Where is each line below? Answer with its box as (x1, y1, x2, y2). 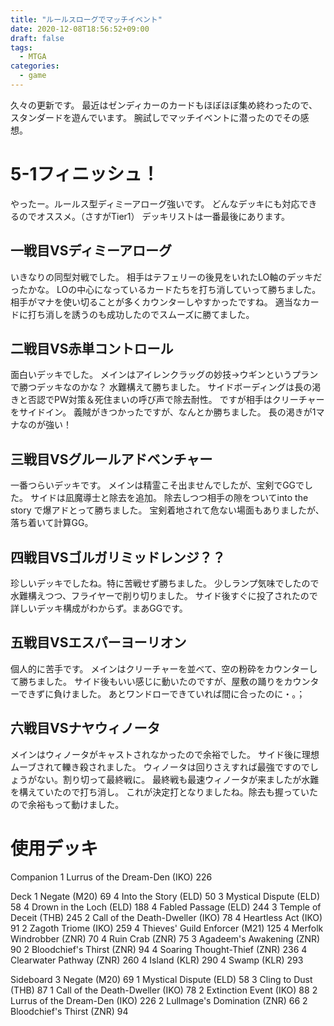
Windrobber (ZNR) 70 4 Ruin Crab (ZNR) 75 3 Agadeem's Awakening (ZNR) (10, 932, 321, 945)
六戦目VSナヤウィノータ (10, 720, 161, 737)
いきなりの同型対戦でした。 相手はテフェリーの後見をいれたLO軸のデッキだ (10, 271, 323, 283)
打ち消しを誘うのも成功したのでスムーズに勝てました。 (27, 308, 255, 320)
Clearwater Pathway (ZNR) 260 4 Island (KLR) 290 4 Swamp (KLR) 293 (10, 954, 304, 966)
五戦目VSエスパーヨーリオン (10, 634, 187, 651)
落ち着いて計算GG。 (10, 517, 94, 529)
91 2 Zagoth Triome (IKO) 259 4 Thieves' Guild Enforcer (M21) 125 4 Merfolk (10, 922, 324, 934)
